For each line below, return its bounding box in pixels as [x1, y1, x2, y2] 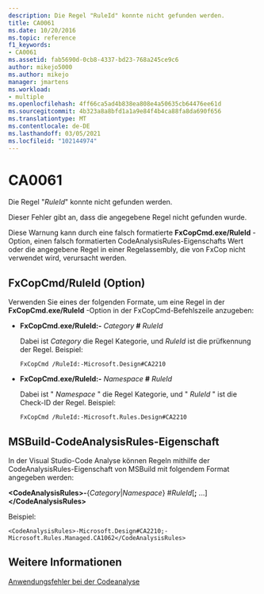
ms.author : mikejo [8, 71, 69, 79]
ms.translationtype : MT [8, 115, 87, 123]
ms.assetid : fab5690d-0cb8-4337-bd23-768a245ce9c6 [8, 56, 179, 64]
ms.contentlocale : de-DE [8, 122, 90, 130]
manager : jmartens [8, 78, 69, 86]
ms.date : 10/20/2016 [8, 26, 77, 34]
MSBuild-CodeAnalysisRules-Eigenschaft [8, 435, 220, 448]
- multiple [8, 93, 44, 101]
